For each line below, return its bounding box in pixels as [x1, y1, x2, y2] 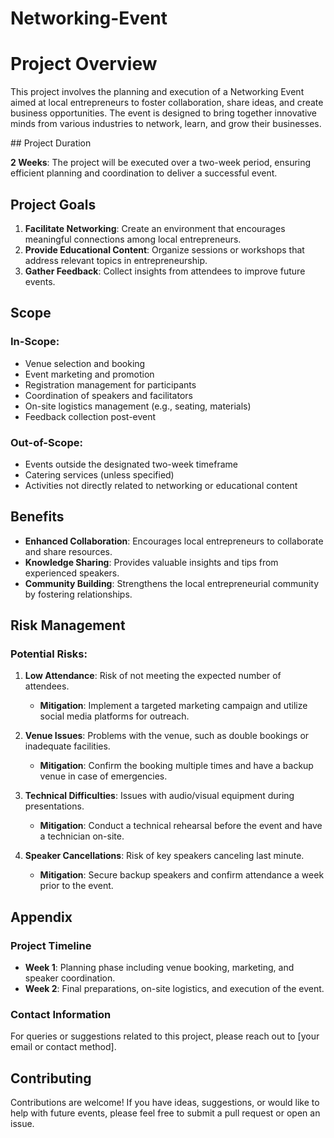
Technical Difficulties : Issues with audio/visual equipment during [24, 790, 295, 802]
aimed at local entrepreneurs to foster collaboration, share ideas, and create [10, 97, 324, 109]
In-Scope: [10, 335, 60, 349]
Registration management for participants [24, 378, 197, 391]
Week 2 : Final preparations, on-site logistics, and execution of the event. [24, 983, 325, 995]
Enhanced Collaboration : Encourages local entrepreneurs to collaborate [24, 535, 324, 547]
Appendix [10, 908, 73, 926]
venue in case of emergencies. [39, 770, 168, 782]
